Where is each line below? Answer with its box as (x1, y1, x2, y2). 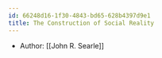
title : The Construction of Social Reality (8, 19, 155, 27)
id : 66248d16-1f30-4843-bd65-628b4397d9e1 (8, 11, 151, 20)
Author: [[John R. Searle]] (19, 41, 105, 50)
